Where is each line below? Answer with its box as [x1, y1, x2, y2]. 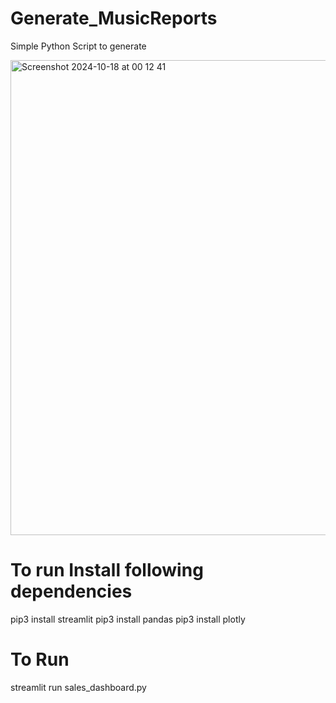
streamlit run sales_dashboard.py [10, 681, 147, 693]
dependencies [10, 580, 133, 603]
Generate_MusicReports [10, 7, 218, 30]
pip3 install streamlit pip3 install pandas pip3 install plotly [10, 613, 246, 625]
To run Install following [10, 559, 204, 582]
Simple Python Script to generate [10, 40, 147, 52]
